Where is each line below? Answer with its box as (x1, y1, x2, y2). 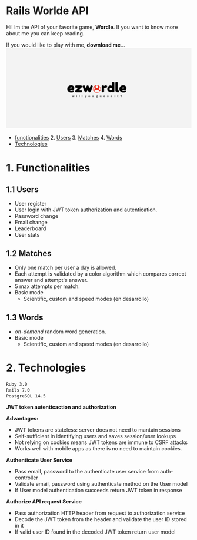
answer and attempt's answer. (14, 277, 88, 284)
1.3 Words (6, 312, 44, 322)
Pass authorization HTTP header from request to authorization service (14, 509, 185, 516)
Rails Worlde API (6, 4, 89, 18)
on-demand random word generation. (14, 328, 106, 335)
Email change (14, 219, 48, 226)
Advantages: (6, 415, 39, 422)
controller (14, 474, 38, 481)
